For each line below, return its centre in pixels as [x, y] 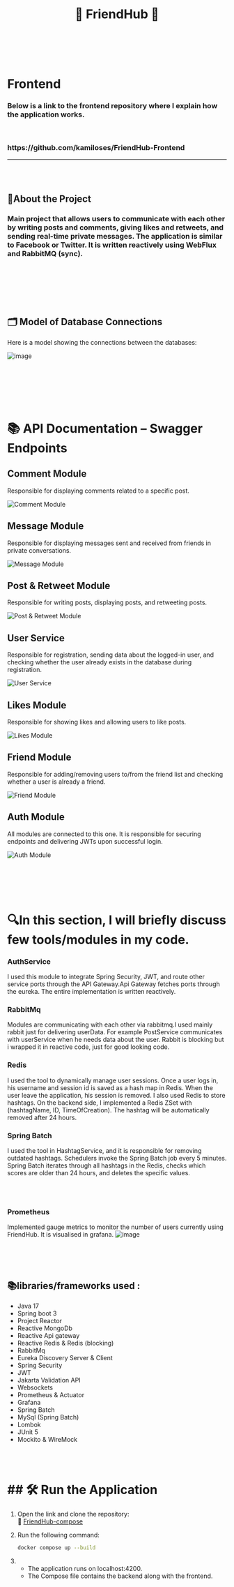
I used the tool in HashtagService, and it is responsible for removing [104, 1151]
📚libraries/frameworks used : [74, 1286]
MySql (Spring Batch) [48, 1417]
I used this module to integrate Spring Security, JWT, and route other [106, 977]
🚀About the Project [49, 199]
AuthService [29, 961]
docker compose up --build [56, 1548]
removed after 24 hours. [42, 1117]
